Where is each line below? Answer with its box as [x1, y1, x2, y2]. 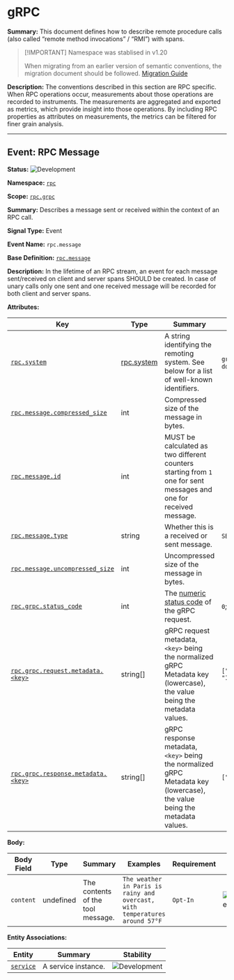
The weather [123, 875, 162, 883]
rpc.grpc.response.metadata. [10, 769, 107, 778]
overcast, [123, 896, 155, 904]
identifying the [164, 340, 212, 349]
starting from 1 [164, 467, 212, 476]
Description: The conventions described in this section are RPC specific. [7, 82, 217, 91]
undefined [42, 895, 77, 905]
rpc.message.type [10, 532, 68, 539]
